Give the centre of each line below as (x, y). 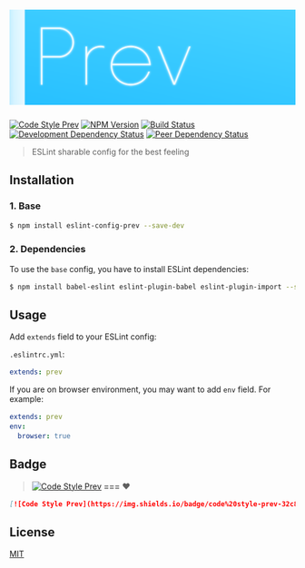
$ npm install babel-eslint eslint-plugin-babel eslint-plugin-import (146, 287)
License (32, 532)
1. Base (25, 206)
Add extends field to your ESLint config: (83, 337)
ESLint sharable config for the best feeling (110, 152)
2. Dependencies (48, 250)
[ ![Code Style (36, 504)
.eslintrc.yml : (37, 355)
